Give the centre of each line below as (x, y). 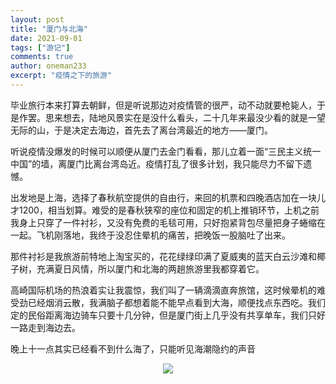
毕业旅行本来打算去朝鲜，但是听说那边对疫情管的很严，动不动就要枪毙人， (163, 105)
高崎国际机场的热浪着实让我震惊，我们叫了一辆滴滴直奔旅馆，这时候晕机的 (163, 290)
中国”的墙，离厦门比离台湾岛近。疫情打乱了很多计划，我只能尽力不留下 (157, 163)
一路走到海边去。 (45, 327)
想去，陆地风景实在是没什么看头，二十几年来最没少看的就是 (185, 117)
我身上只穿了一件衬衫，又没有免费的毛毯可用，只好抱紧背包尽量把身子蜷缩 (163, 222)
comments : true (42, 57)
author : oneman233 (48, 66)
